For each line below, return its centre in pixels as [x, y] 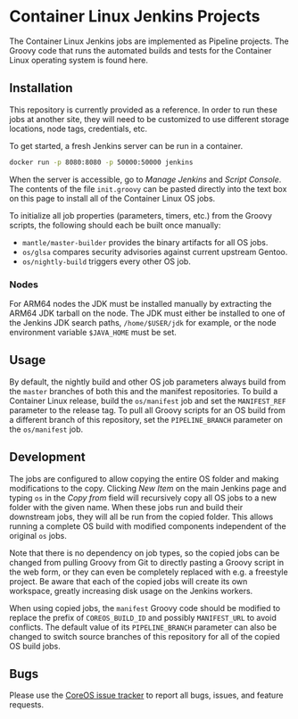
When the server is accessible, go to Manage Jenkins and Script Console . [145, 179]
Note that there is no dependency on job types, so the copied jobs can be [145, 553]
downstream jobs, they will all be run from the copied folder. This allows [141, 517]
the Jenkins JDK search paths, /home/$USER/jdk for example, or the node [143, 322]
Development [48, 457]
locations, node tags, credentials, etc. [78, 128]
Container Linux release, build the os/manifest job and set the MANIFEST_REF [148, 401]
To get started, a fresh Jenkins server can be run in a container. [126, 145]
